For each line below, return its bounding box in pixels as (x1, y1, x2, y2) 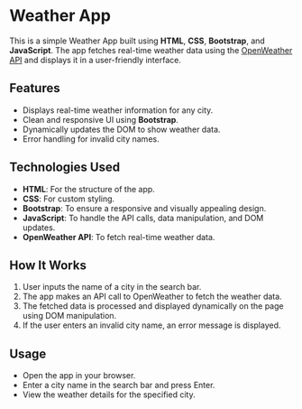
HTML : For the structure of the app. (22, 183, 155, 194)
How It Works (9, 257, 87, 273)
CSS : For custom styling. (22, 193, 115, 204)
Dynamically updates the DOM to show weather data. (22, 124, 221, 135)
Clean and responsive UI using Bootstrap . (22, 114, 178, 125)
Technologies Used (9, 160, 120, 175)
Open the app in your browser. (22, 370, 136, 381)
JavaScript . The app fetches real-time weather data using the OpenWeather (9, 44, 293, 55)
